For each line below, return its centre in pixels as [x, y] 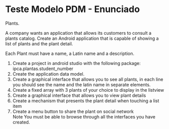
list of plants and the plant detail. [39, 43]
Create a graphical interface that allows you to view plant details [79, 95]
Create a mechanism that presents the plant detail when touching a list [86, 101]
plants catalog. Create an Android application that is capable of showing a [82, 38]
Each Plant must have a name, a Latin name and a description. [70, 53]
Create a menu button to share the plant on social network [73, 111]
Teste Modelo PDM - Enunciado [73, 9]
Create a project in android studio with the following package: [77, 63]
